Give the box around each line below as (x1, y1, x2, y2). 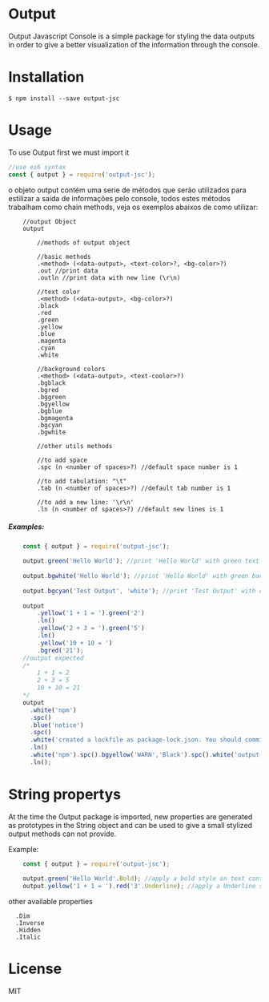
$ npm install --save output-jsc (8, 94, 120, 103)
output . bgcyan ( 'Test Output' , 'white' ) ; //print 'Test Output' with (22, 587, 256, 595)
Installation (8, 68, 85, 87)
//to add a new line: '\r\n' (37, 498, 134, 506)
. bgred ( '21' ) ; (37, 646, 84, 654)
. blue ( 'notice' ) (29, 721, 84, 729)
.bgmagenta (37, 414, 74, 422)
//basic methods (37, 253, 91, 261)
